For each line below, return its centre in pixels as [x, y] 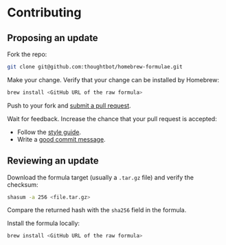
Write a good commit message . [61, 139]
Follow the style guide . [49, 132]
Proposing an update [53, 38]
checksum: [23, 184]
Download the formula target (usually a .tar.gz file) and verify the [101, 177]
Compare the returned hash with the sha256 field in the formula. [97, 210]
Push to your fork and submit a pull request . [69, 105]
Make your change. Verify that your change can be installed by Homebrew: [113, 79]
